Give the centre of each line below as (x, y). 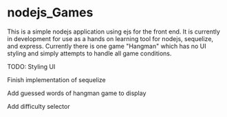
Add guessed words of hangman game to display (77, 93)
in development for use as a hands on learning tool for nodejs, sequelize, (110, 38)
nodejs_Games (50, 13)
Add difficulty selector (39, 106)
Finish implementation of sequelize (57, 79)
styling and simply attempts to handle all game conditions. (89, 53)
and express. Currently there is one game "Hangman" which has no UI (107, 46)
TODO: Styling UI (31, 66)
